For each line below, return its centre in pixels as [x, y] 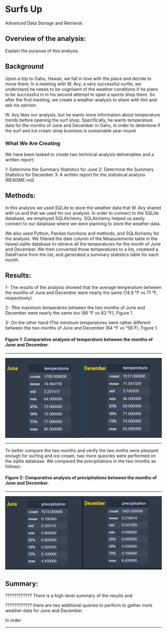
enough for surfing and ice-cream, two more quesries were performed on [81, 456]
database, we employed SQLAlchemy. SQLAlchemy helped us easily [75, 218]
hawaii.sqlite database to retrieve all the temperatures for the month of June [83, 244]
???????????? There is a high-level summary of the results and [69, 596]
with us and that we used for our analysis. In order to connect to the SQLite [82, 213]
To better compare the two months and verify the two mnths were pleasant [82, 450]
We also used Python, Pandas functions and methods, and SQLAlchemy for [82, 233]
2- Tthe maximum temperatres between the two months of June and [75, 308]
